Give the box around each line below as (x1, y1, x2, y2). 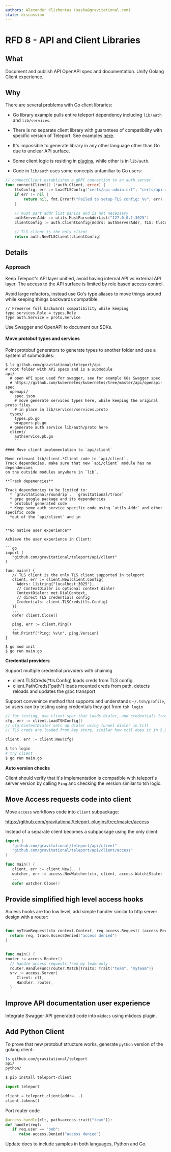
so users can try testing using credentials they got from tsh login (5, 704, 144, 710)
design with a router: (5, 914, 49, 920)
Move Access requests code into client (5, 795, 131, 804)
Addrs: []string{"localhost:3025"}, (16, 581, 95, 586)
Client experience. (5, 74, 44, 80)
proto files (5, 402, 31, 408)
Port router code (5, 1108, 40, 1114)
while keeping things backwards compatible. (5, 296, 99, 302)
